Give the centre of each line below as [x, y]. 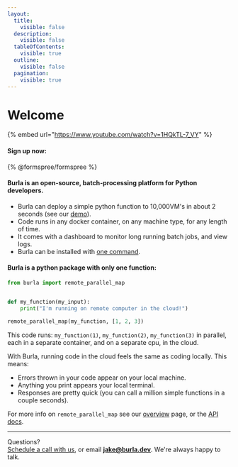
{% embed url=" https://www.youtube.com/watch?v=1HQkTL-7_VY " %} [110, 135]
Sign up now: [27, 150]
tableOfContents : [39, 47]
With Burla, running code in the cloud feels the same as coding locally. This [117, 356]
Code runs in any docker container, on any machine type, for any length [122, 221]
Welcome [36, 115]
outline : [27, 60]
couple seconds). [43, 400]
